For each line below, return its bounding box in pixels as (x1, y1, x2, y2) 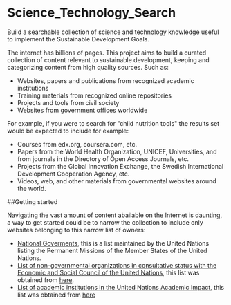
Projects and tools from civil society (17, 98, 120, 107)
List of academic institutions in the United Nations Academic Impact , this (17, 283, 225, 291)
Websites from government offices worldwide (17, 106, 148, 114)
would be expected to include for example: (7, 127, 129, 135)
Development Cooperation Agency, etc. (17, 169, 130, 178)
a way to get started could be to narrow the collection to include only (7, 218, 204, 226)
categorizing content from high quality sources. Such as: (7, 63, 169, 71)
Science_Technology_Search (7, 5, 176, 21)
